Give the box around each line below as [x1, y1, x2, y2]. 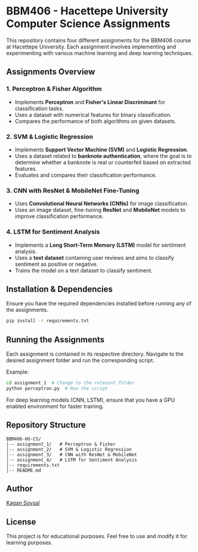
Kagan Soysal [6, 499, 40, 506]
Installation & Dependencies [6, 284, 113, 294]
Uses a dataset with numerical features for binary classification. [14, 111, 172, 118]
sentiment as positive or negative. [14, 260, 98, 268]
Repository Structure [6, 420, 86, 430]
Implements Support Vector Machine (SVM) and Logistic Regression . [14, 145, 189, 153]
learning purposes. [6, 539, 52, 546]
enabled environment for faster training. [6, 402, 104, 410]
